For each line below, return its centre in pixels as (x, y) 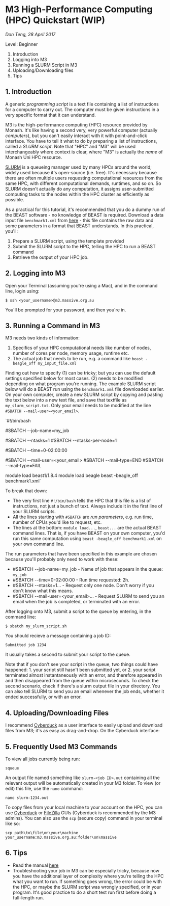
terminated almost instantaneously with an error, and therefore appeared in (84, 675)
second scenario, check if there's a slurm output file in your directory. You (83, 686)
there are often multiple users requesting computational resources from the (84, 178)
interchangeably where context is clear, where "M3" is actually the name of (84, 152)
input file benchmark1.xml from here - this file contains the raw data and (79, 220)
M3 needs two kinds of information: (42, 338)
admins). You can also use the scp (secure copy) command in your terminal (84, 818)
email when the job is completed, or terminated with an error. (76, 602)
